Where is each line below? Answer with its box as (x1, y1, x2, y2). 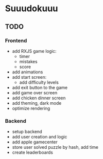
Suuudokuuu (5, 3, 58, 14)
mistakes (19, 58, 38, 64)
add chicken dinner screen (12, 95, 66, 101)
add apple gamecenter (12, 139, 58, 145)
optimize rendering (12, 105, 50, 111)
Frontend (5, 37, 27, 44)
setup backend (12, 129, 42, 135)
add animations (12, 69, 43, 75)
